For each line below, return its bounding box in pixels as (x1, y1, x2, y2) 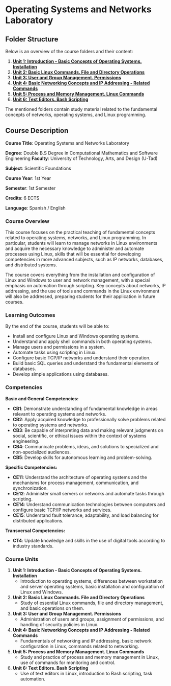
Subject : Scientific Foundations (5, 165, 71, 171)
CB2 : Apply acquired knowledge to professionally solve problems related (12, 416, 166, 422)
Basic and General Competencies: (5, 395, 79, 402)
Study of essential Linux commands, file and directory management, (20, 600, 164, 606)
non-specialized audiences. (12, 449, 71, 455)
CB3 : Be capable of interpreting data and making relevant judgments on (12, 427, 164, 433)
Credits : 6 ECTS (5, 195, 40, 201)
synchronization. (12, 485, 48, 491)
